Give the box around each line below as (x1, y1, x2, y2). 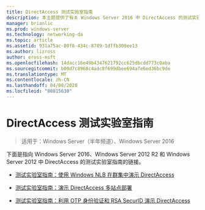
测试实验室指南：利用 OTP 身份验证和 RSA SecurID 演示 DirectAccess (15, 197, 190, 204)
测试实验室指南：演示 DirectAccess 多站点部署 (15, 184, 132, 191)
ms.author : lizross (6, 49, 56, 55)
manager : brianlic (6, 20, 53, 26)
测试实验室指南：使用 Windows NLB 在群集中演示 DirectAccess (15, 171, 175, 178)
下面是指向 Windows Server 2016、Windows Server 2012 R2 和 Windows (6, 150, 190, 158)
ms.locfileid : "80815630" (6, 88, 72, 94)
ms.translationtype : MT (6, 71, 67, 77)
